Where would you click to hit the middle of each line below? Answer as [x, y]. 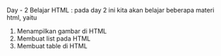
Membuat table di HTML [52, 46]
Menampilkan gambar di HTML [62, 31]
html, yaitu [22, 17]
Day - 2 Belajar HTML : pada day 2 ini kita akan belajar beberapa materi [110, 10]
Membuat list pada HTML [54, 38]
